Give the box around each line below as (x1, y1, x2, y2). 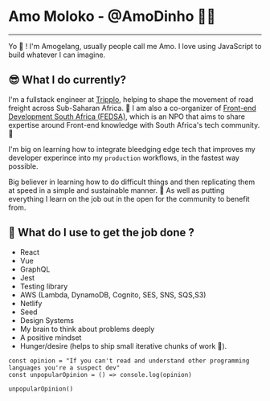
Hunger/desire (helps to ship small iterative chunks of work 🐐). (19, 341, 227, 350)
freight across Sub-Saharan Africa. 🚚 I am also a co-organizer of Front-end (8, 103, 257, 113)
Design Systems (19, 315, 75, 325)
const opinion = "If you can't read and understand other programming (8, 357, 250, 365)
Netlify (19, 298, 43, 308)
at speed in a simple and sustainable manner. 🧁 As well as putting (8, 185, 225, 195)
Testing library (19, 281, 68, 291)
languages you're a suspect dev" (8, 363, 121, 372)
